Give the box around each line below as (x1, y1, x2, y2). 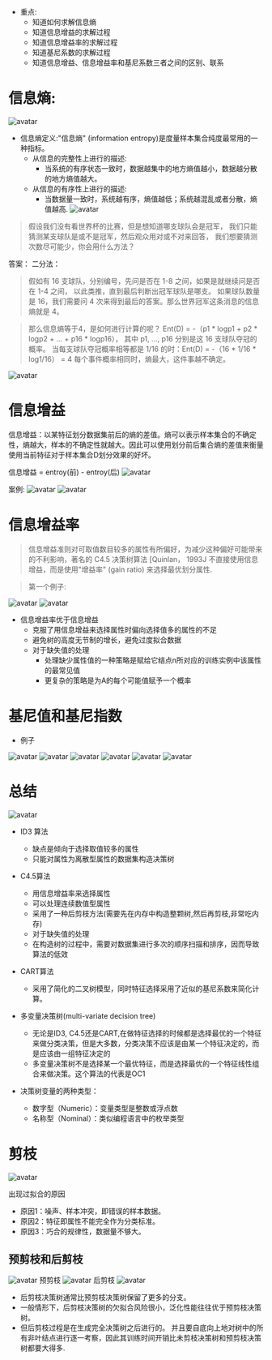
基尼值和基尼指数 (8, 707, 123, 725)
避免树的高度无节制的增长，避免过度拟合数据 (32, 635, 182, 645)
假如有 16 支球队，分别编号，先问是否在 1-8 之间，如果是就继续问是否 (28, 276, 261, 285)
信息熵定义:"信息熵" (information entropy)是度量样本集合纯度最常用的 (19, 133, 251, 143)
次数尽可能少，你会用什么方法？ (28, 242, 135, 251)
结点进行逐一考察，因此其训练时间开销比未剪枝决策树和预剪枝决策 (41, 1333, 261, 1343)
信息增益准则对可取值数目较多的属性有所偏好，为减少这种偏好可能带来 (28, 544, 263, 554)
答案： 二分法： (8, 259, 61, 268)
